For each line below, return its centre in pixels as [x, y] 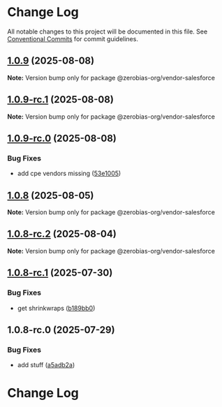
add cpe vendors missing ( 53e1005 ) [69, 173]
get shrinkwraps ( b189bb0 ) [56, 308]
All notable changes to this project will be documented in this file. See [108, 31]
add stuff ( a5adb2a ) [46, 365]
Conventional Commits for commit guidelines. [73, 38]
